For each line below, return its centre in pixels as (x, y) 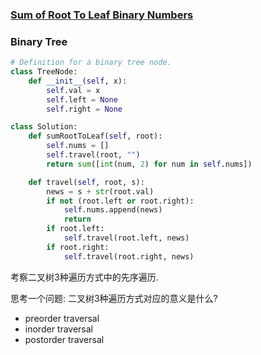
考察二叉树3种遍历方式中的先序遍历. (84, 277)
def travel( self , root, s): (86, 182)
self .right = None (84, 109)
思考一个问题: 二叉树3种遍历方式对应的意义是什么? (114, 298)
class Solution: (44, 127)
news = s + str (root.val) (100, 191)
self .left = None (82, 99)
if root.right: (78, 247)
